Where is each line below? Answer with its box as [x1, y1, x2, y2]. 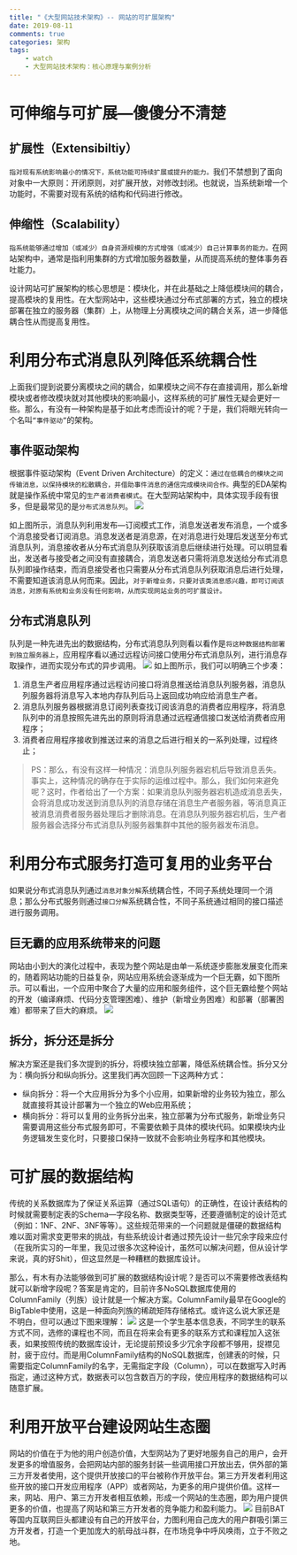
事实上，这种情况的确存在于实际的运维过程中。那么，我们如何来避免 [30, 775, 279, 786]
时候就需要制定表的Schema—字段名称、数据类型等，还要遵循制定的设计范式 [9, 1209, 287, 1220]
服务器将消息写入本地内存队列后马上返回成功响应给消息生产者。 [29, 690, 263, 701]
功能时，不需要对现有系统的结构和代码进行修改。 [9, 188, 187, 199]
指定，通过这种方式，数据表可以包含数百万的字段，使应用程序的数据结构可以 [9, 1371, 288, 1382]
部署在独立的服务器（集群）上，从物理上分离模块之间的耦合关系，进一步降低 [9, 304, 288, 315]
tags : [9, 46, 29, 55]
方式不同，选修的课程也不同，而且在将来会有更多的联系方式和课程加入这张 [9, 1327, 280, 1337]
